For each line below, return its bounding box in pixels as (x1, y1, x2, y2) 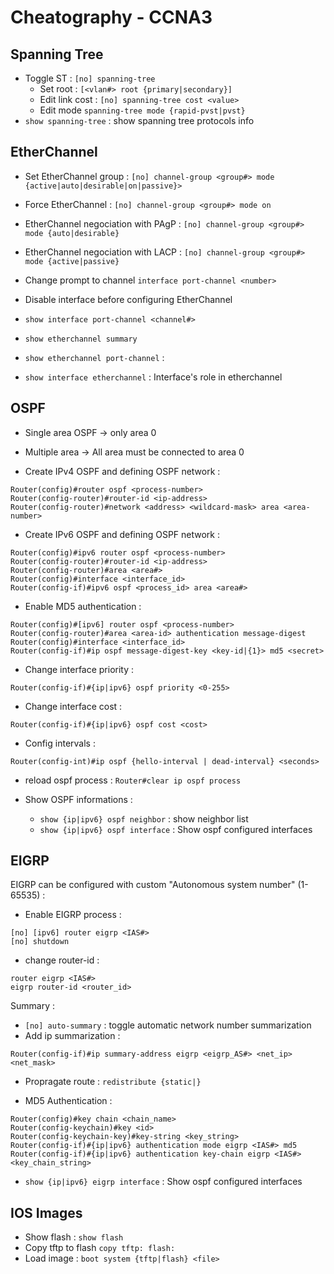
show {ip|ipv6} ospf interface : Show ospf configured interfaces (39, 823, 313, 835)
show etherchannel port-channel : (24, 351, 165, 363)
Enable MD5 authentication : (24, 600, 142, 612)
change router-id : (24, 954, 100, 966)
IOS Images (10, 1204, 83, 1221)
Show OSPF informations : (24, 793, 133, 805)
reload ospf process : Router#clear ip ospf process (24, 774, 242, 786)
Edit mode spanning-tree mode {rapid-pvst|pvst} (39, 104, 246, 116)
